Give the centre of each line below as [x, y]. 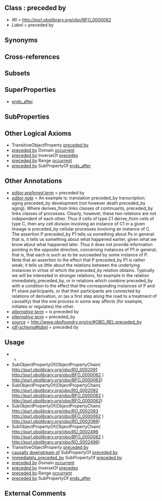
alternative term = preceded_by [44, 317]
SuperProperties [30, 90]
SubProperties [27, 117]
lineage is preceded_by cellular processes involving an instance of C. [81, 229]
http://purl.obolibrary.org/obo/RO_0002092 [55, 390]
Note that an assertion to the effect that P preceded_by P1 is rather [78, 260]
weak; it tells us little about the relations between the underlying [76, 265]
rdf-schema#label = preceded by [45, 327]
